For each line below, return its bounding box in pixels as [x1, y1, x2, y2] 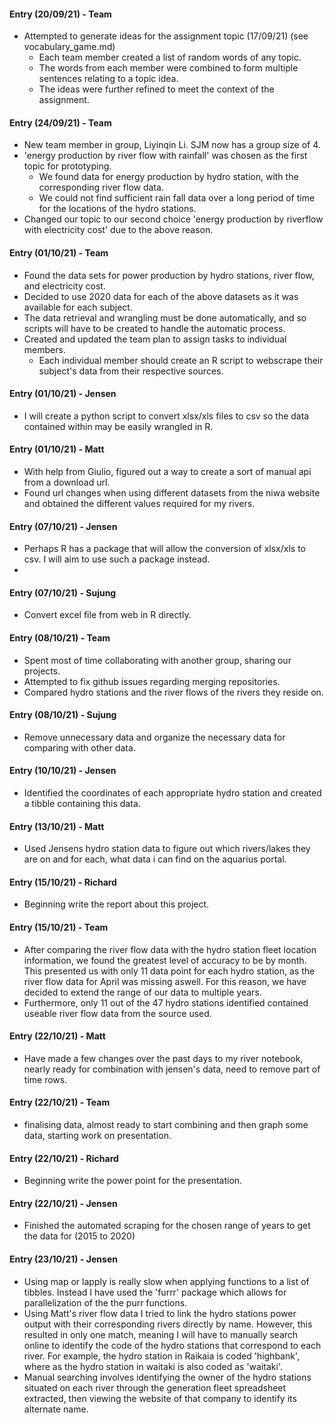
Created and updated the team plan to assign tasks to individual [23, 333, 287, 345]
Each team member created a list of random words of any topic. [38, 51, 302, 64]
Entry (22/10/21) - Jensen [9, 1197, 118, 1209]
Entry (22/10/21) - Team [9, 1096, 111, 1109]
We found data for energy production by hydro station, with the [38, 171, 299, 183]
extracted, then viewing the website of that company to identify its [23, 1392, 297, 1404]
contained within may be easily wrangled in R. [23, 420, 214, 432]
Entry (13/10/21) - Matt [9, 820, 105, 832]
